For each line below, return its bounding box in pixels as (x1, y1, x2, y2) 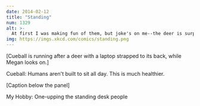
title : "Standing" (6, 14, 52, 20)
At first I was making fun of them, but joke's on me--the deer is (11, 31, 183, 37)
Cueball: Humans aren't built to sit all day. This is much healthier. (6, 70, 165, 77)
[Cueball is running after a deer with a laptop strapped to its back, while (6, 53, 182, 59)
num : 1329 (6, 20, 31, 25)
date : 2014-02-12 (6, 8, 49, 15)
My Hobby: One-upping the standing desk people (6, 93, 128, 100)
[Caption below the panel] (6, 82, 70, 89)
